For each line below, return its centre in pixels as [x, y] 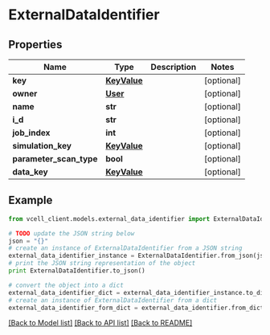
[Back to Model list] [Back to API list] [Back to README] [100, 323]
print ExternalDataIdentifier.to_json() [77, 271]
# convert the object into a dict [66, 285]
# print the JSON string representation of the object [102, 264]
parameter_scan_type [55, 159]
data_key [30, 172]
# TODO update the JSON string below [72, 233]
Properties [35, 45]
